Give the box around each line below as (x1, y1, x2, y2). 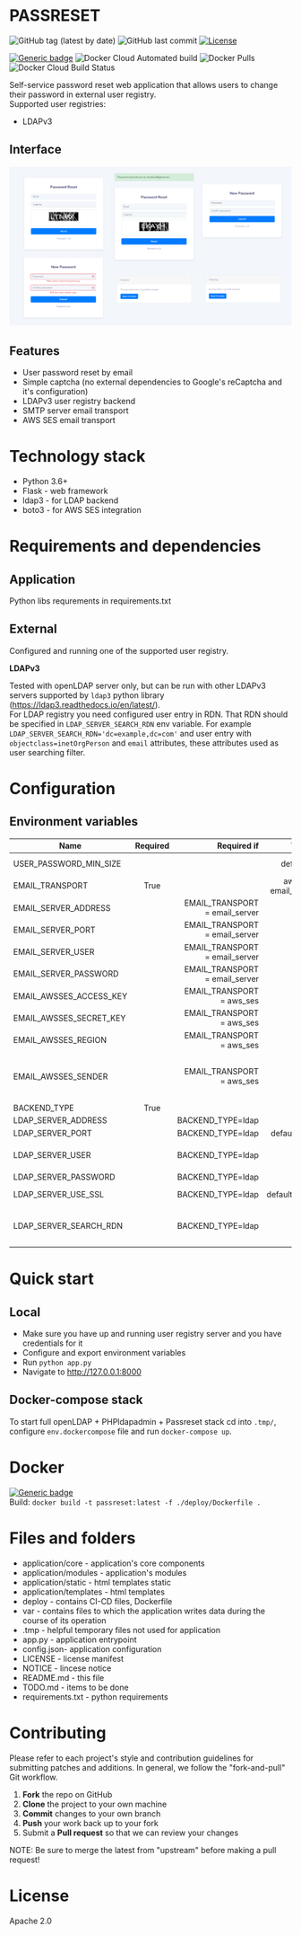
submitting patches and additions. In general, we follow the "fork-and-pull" (9, 1762, 286, 1772)
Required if (217, 841, 260, 852)
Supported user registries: (9, 98, 106, 109)
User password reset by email (21, 367, 133, 378)
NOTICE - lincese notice (21, 1663, 112, 1674)
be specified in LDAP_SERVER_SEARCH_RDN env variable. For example (9, 718, 252, 729)
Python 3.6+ (21, 476, 69, 486)
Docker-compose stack (9, 1392, 143, 1408)
